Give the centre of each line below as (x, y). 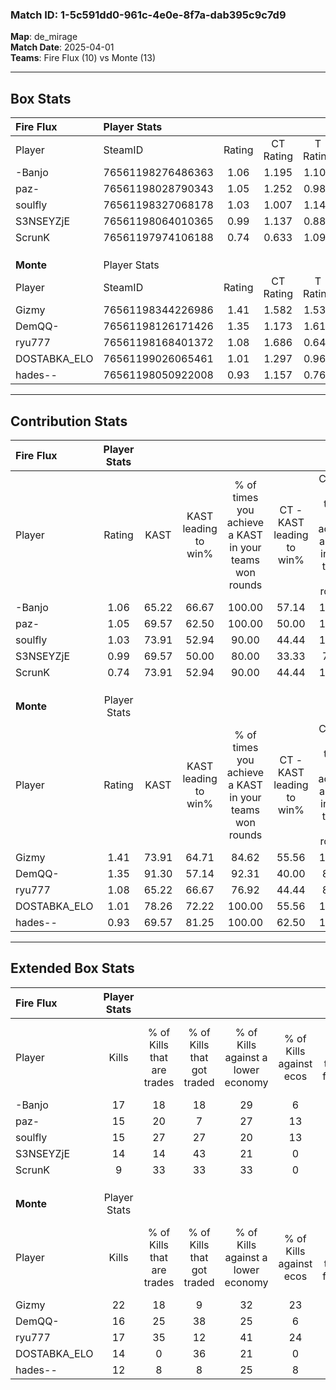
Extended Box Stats (72, 968)
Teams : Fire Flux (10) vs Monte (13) (83, 58)
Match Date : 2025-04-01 (62, 47)
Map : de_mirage (44, 37)
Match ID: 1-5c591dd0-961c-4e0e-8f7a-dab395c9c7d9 (148, 15)
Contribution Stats (69, 421)
